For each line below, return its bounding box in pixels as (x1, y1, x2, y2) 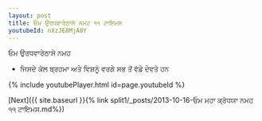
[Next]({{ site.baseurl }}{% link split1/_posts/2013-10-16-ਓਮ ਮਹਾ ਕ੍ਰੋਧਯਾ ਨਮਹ (8, 96, 253, 105)
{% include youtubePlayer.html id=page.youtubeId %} (8, 80, 186, 90)
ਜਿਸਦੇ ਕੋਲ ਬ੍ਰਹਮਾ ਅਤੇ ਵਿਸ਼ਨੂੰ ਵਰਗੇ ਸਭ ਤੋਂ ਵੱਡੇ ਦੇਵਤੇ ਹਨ (19, 64, 170, 74)
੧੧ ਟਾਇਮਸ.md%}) (8, 104, 65, 114)
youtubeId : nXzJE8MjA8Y (8, 26, 88, 34)
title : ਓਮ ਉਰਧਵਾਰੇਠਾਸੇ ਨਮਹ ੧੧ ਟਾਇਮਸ (8, 19, 123, 27)
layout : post (8, 11, 52, 20)
